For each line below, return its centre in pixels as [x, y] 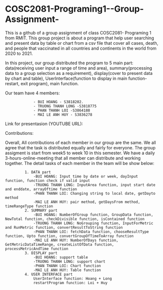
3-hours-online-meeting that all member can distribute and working [73, 158]
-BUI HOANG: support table [61, 257]
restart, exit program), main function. [42, 83]
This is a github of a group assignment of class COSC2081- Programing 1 [78, 33]
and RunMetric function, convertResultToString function [64, 227]
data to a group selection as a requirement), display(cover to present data [79, 73]
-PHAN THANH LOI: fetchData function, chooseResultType [91, 232]
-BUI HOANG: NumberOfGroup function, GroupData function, [93, 215]
